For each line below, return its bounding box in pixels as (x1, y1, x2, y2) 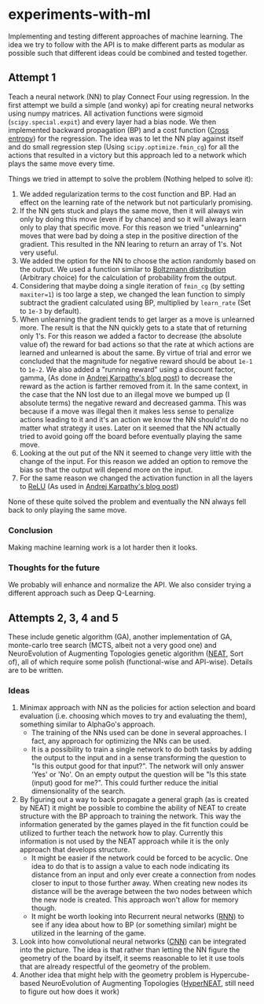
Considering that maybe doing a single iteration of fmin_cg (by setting (19, 281, 245, 290)
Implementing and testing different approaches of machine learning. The (8, 31, 244, 41)
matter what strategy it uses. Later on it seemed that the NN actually (19, 423, 241, 432)
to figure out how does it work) (19, 987, 120, 996)
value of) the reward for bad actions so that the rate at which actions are (19, 340, 255, 349)
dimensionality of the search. (31, 786, 126, 796)
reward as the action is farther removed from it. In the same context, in (19, 381, 248, 391)
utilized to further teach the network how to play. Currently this (19, 828, 224, 838)
